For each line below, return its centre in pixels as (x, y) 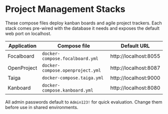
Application (22, 46)
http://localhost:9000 (135, 78)
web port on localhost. (28, 33)
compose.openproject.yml (71, 70)
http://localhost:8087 (135, 68)
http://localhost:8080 (135, 88)
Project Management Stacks (65, 9)
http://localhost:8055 (135, 56)
